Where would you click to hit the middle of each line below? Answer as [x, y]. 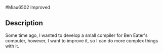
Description [24, 23]
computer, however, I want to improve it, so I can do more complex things [82, 40]
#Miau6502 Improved [28, 7]
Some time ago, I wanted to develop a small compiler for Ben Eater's [76, 35]
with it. [12, 46]
